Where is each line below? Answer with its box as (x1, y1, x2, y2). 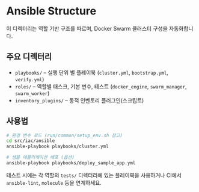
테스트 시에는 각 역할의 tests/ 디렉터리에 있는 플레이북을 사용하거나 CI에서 (6, 172, 182, 179)
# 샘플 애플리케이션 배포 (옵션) (6, 155, 75, 161)
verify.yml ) (14, 75, 44, 82)
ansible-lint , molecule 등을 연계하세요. (6, 179, 102, 186)
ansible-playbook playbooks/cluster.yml (6, 143, 109, 150)
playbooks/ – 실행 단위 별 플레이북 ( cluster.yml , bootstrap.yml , (14, 69, 168, 76)
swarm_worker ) (14, 89, 50, 97)
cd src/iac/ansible (6, 138, 55, 144)
